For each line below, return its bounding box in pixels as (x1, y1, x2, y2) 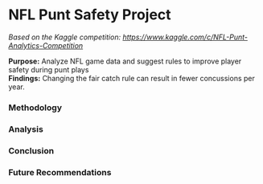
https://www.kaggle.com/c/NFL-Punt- (122, 32, 248, 42)
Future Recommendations (8, 166, 112, 178)
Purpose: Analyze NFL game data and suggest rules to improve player (8, 56, 242, 66)
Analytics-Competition (8, 40, 84, 50)
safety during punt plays (8, 64, 89, 74)
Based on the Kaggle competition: (8, 32, 121, 42)
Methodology (8, 102, 63, 113)
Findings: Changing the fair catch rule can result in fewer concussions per (8, 73, 256, 83)
